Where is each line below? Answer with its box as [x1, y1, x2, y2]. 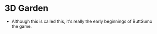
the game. [11, 23, 32, 29]
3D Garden [4, 3, 49, 14]
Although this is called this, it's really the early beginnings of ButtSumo [11, 18, 153, 24]
